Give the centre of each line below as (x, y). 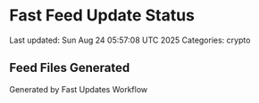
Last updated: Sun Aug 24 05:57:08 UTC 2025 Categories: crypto (130, 40)
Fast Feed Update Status (102, 16)
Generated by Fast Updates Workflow (79, 89)
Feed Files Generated (70, 68)
